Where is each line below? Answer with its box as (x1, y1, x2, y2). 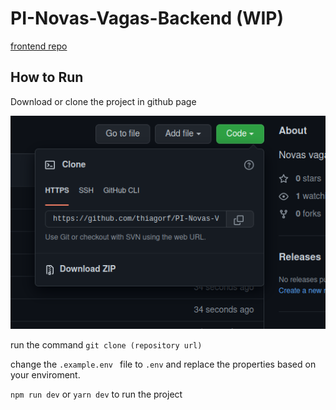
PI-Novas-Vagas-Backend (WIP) (10, 7, 285, 30)
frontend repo (10, 40, 68, 52)
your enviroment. (10, 368, 81, 381)
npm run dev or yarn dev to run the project (10, 388, 183, 400)
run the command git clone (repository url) (10, 338, 203, 351)
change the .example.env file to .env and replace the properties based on (10, 358, 317, 370)
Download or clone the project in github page (10, 95, 197, 107)
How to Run (10, 69, 84, 86)
